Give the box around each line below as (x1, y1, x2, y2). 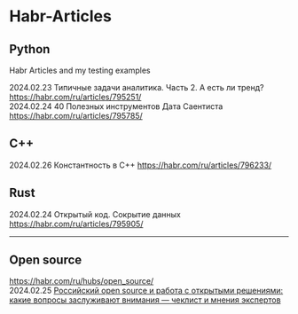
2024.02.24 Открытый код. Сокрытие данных (9, 208, 182, 219)
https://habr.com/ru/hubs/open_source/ (9, 276, 154, 287)
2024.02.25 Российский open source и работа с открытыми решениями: (9, 286, 284, 296)
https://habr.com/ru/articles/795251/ (9, 91, 142, 102)
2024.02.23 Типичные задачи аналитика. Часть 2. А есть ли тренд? (9, 82, 264, 92)
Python (9, 42, 51, 57)
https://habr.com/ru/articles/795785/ (9, 111, 144, 121)
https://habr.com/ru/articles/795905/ (9, 218, 144, 229)
